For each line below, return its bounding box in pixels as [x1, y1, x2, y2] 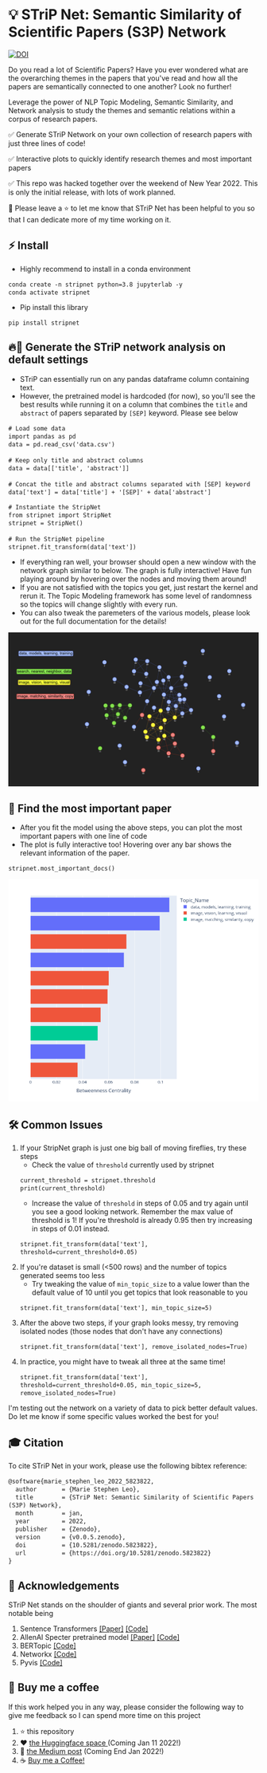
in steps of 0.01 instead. [31, 1224, 110, 1233]
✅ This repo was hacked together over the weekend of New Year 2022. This [8, 178, 258, 188]
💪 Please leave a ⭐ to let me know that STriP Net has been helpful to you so [8, 203, 256, 213]
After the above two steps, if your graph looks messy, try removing [19, 1318, 239, 1328]
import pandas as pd [8, 432, 77, 440]
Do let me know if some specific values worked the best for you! [8, 1412, 219, 1421]
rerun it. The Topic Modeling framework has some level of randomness [19, 591, 253, 600]
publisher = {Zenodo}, [15, 1525, 102, 1534]
